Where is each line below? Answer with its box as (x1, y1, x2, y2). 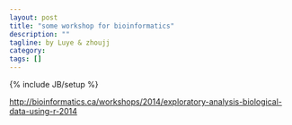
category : (9, 46, 47, 55)
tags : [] (9, 54, 42, 63)
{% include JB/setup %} (9, 79, 99, 89)
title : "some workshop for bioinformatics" (9, 21, 175, 30)
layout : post (9, 12, 58, 22)
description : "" (9, 29, 70, 38)
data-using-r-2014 (9, 106, 78, 116)
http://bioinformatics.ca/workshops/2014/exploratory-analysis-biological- (9, 96, 283, 107)
